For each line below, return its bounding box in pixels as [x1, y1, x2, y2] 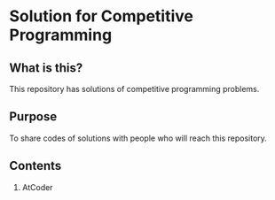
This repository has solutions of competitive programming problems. [9, 84, 260, 94]
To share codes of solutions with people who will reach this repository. [9, 133, 268, 143]
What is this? [9, 60, 83, 75]
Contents [9, 158, 62, 173]
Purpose [9, 109, 58, 125]
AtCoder [21, 181, 53, 192]
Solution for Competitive [9, 6, 193, 27]
